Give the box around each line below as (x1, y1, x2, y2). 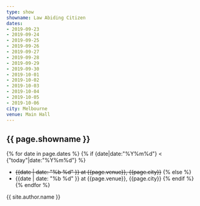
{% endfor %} (15, 182, 51, 189)
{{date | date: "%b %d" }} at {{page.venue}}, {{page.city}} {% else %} (15, 169, 192, 176)
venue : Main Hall (6, 111, 51, 117)
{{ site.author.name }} (6, 193, 61, 200)
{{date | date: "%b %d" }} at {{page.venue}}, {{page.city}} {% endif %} (15, 175, 194, 182)
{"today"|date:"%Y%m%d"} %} (6, 156, 86, 164)
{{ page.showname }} (6, 134, 90, 144)
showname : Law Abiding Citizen (6, 15, 86, 21)
